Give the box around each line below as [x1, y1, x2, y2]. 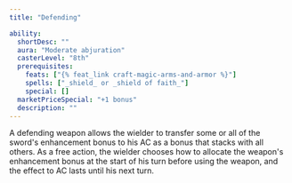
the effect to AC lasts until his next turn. [9, 165, 154, 176]
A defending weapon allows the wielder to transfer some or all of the [9, 128, 261, 139]
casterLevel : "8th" [17, 54, 90, 63]
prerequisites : [17, 62, 74, 71]
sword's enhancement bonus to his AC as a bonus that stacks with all [9, 137, 264, 147]
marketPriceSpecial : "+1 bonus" [17, 95, 138, 104]
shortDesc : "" [17, 37, 69, 46]
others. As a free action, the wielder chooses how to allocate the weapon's [9, 147, 284, 157]
